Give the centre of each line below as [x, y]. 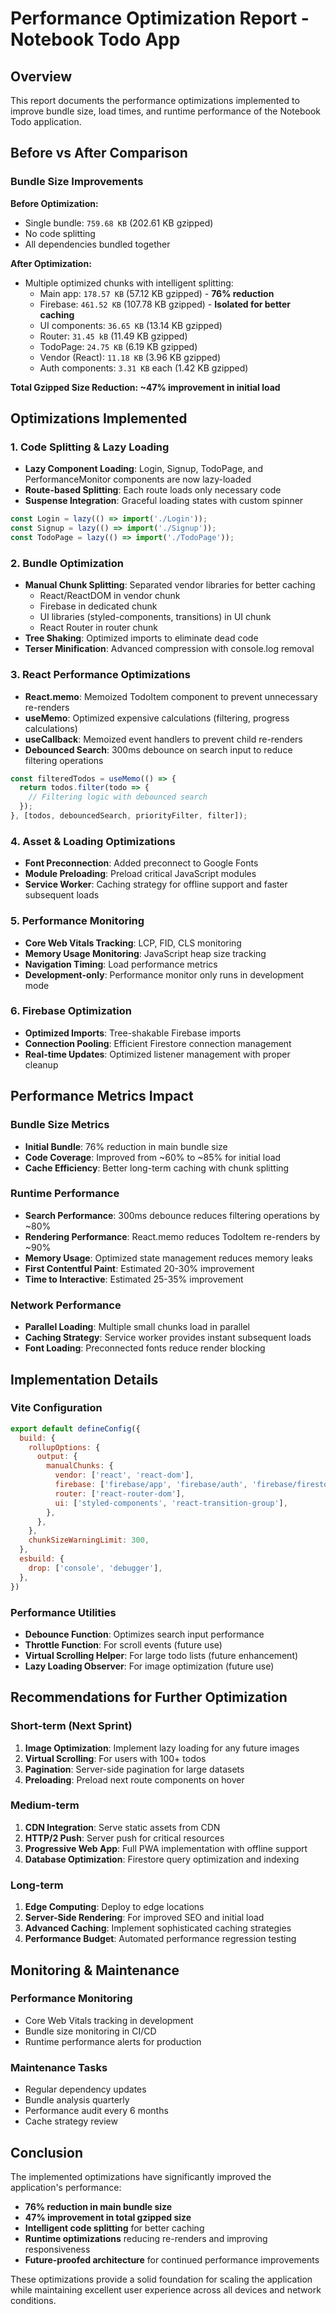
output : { [57, 1457]
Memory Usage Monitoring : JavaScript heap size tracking [145, 953]
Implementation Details [84, 1379]
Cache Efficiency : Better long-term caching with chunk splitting [157, 1168]
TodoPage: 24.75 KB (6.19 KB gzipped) [118, 346]
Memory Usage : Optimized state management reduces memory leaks [168, 1258]
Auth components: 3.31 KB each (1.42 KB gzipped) [144, 368]
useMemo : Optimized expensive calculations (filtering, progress [157, 718]
